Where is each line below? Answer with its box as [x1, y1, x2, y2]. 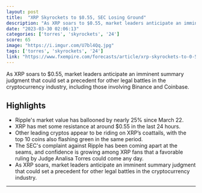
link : [6, 54, 20, 60]
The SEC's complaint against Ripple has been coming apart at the [14, 142, 178, 150]
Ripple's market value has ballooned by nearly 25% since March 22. [14, 116, 184, 124]
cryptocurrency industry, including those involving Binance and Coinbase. [6, 83, 189, 90]
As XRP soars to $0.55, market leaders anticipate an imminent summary [6, 70, 185, 77]
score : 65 [6, 37, 31, 43]
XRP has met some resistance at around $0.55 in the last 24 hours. [14, 123, 181, 130]
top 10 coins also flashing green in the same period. [14, 136, 143, 143]
